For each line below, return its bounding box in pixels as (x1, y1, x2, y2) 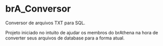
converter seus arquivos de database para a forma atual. (5, 35, 125, 41)
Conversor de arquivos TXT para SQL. (5, 20, 86, 26)
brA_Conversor (5, 3, 71, 15)
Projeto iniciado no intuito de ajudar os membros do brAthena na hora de (5, 29, 158, 35)
